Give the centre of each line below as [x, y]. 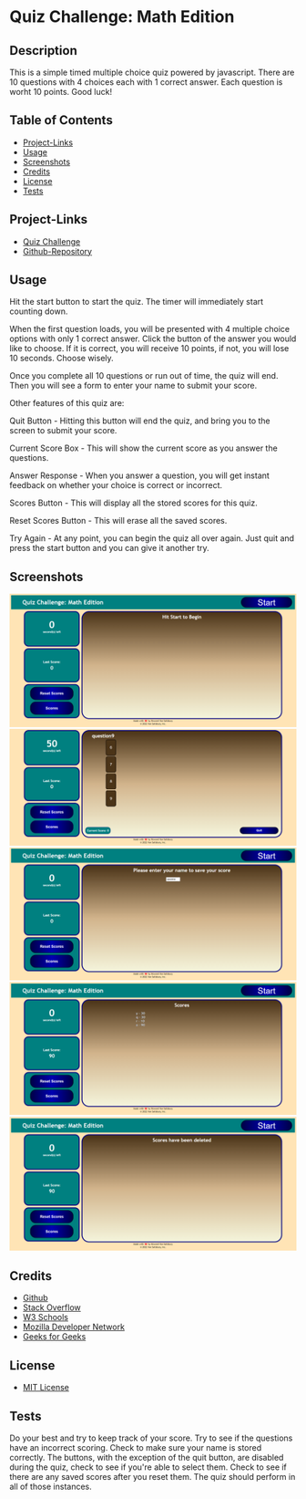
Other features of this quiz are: [67, 403]
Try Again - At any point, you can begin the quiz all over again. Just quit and [152, 538]
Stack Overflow [52, 1307]
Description [43, 51]
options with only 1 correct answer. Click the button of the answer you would [153, 338]
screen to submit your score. [63, 431]
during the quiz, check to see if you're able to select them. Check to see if [148, 1467]
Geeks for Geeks [54, 1337]
